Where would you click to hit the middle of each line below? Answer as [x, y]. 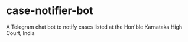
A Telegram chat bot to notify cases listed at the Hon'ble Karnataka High [94, 27]
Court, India [20, 33]
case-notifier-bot [50, 11]
